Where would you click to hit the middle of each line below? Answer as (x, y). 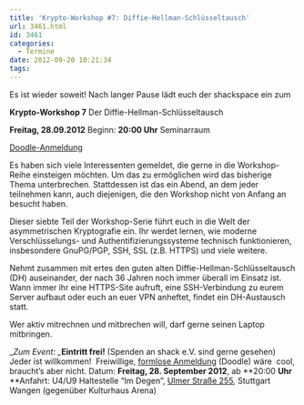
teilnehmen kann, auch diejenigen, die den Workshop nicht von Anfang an (148, 194)
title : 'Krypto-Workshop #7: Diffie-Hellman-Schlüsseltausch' (130, 18)
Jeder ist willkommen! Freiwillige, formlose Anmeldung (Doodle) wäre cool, (152, 361)
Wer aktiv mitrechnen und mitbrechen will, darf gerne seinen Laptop (137, 324)
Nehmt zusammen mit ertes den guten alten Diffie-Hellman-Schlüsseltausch (152, 268)
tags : (20, 69)
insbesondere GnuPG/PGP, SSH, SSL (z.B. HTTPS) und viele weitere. (139, 250)
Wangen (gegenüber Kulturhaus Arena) (83, 390)
